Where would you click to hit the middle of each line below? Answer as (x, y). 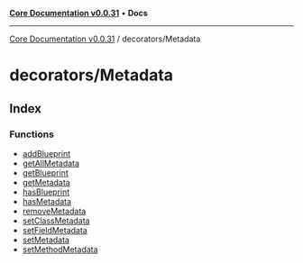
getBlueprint (46, 172)
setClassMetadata (56, 221)
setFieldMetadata (55, 230)
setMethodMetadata (60, 249)
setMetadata (46, 240)
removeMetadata (54, 211)
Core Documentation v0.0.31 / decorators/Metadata (105, 39)
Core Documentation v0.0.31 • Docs (78, 13)
